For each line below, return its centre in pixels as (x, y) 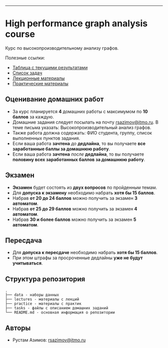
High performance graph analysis (76, 24)
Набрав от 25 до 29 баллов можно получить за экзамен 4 (75, 208)
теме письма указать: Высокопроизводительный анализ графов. (82, 127)
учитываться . (27, 263)
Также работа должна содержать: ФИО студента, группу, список (82, 133)
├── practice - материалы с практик (43, 304)
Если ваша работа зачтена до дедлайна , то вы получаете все (79, 143)
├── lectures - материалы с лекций (42, 299)
